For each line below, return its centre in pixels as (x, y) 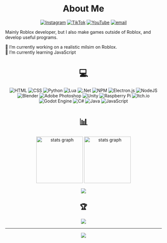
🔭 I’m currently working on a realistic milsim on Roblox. (61, 47)
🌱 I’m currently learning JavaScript (41, 52)
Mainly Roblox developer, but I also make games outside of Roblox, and (78, 32)
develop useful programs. (32, 37)
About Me (83, 9)
